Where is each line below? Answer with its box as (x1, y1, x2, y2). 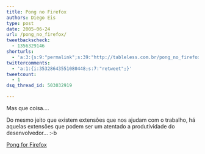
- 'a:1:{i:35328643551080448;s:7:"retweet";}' (12, 65, 132, 72)
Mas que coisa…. (6, 105, 49, 111)
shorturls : (6, 49, 34, 55)
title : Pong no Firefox (6, 9, 67, 15)
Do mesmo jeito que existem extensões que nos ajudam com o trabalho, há (6, 116, 195, 124)
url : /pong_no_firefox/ (6, 32, 67, 38)
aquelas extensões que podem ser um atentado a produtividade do (6, 123, 175, 130)
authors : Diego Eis (6, 15, 56, 21)
